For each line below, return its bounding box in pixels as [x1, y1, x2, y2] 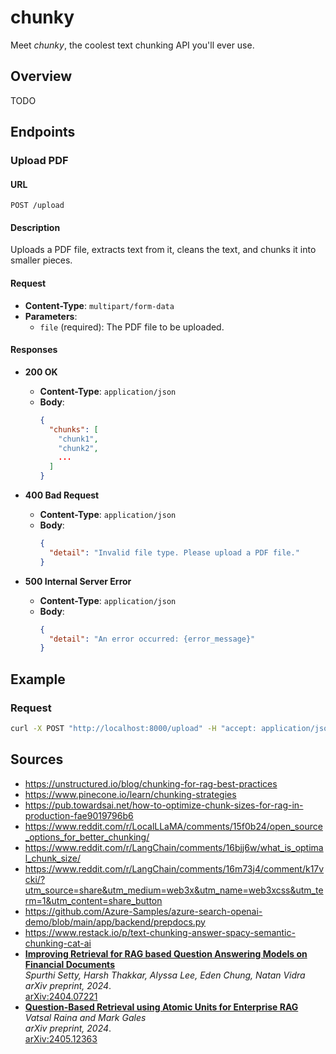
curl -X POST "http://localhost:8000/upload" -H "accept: [10, 723, 257, 733]
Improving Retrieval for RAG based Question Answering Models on [24, 947, 308, 960]
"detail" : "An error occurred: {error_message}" [48, 634, 256, 644]
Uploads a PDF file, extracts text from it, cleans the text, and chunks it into [10, 244, 317, 256]
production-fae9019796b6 [24, 809, 134, 821]
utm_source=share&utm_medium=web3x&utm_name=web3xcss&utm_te [24, 884, 324, 896]
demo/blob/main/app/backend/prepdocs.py [24, 916, 206, 928]
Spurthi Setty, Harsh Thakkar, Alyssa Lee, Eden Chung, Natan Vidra [24, 969, 306, 981]
